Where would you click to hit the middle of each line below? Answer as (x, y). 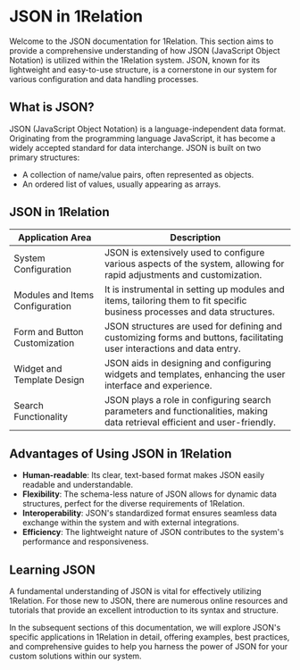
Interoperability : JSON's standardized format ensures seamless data (150, 513)
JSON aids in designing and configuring (187, 363)
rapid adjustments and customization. (183, 274)
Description (196, 237)
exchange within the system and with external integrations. (130, 523)
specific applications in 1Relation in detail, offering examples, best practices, (150, 637)
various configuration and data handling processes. (104, 79)
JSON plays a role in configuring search (187, 399)
